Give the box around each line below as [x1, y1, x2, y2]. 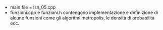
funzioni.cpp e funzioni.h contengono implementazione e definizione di [10, 9, 158, 15]
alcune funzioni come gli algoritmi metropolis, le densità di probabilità [10, 15, 155, 20]
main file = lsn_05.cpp [10, 4, 56, 10]
